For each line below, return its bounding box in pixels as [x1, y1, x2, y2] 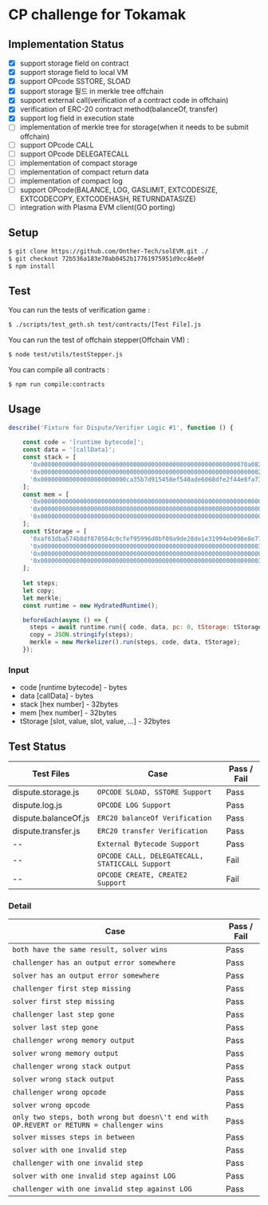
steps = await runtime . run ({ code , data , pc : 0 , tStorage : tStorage [29, 624, 262, 632]
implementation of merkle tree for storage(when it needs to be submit [19, 122, 249, 132]
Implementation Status [8, 37, 124, 51]
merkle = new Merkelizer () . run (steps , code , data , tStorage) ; [29, 638, 241, 647]
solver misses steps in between [12, 1132, 136, 1142]
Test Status [8, 739, 66, 753]
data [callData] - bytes [19, 691, 94, 701]
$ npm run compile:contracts [8, 380, 105, 388]
